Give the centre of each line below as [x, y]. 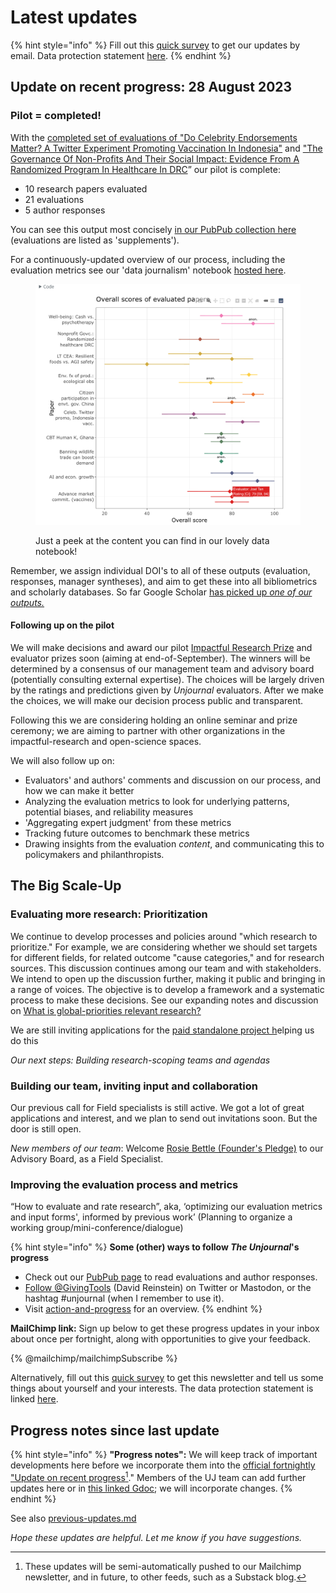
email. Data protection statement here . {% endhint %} [121, 55]
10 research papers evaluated [86, 188]
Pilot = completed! [56, 116]
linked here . [34, 1399]
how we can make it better [79, 790]
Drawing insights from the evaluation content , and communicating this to [174, 843]
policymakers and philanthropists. [94, 854]
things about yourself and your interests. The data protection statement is [162, 1388]
